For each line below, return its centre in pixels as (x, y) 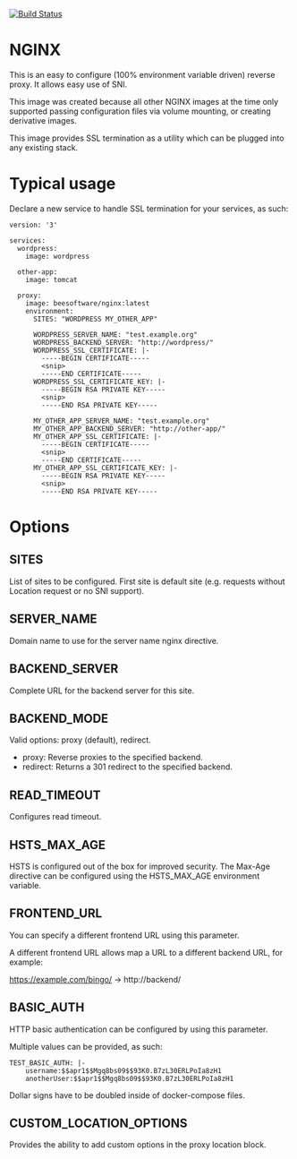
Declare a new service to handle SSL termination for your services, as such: (149, 208)
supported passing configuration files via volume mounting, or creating (140, 111)
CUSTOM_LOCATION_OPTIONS (98, 1123)
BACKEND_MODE (59, 718)
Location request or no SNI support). (77, 590)
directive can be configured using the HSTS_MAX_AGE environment (135, 876)
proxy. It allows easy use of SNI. (68, 84)
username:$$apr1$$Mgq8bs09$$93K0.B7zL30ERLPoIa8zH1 (123, 1070)
